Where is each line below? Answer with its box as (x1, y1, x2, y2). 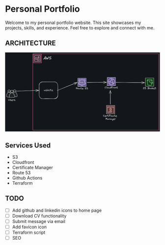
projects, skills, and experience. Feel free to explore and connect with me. (5, 24, 155, 30)
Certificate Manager (12, 164, 53, 170)
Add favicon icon (12, 224, 47, 230)
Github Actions (12, 175, 43, 181)
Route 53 (12, 170, 31, 175)
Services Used (5, 141, 51, 149)
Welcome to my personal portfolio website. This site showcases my (5, 20, 141, 25)
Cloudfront (12, 159, 34, 165)
